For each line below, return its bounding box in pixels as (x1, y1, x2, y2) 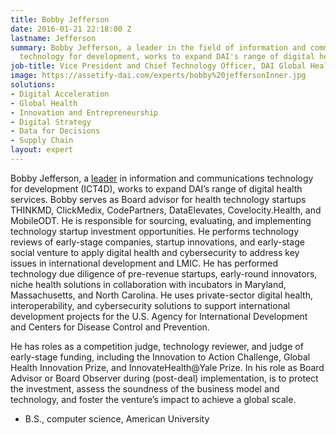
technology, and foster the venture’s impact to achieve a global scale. (10, 393, 297, 405)
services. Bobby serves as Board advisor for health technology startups (10, 193, 307, 205)
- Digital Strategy (10, 117, 92, 127)
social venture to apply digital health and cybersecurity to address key (10, 246, 300, 258)
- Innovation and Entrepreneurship (10, 107, 159, 118)
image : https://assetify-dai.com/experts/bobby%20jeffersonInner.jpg (10, 71, 307, 81)
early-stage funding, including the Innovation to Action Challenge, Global (10, 351, 311, 363)
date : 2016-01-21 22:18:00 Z (10, 24, 132, 34)
